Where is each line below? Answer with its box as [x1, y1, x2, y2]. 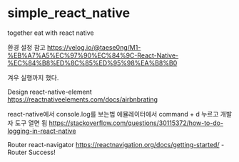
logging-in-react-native [7, 126, 76, 135]
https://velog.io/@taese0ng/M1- [47, 43, 141, 51]
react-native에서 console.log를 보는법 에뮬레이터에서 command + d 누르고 [7, 109, 219, 118]
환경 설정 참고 [7, 43, 46, 51]
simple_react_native [7, 5, 131, 21]
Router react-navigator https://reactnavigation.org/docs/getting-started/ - [7, 140, 225, 148]
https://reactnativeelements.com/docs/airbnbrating [7, 94, 158, 104]
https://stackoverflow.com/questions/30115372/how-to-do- [49, 119, 223, 127]
